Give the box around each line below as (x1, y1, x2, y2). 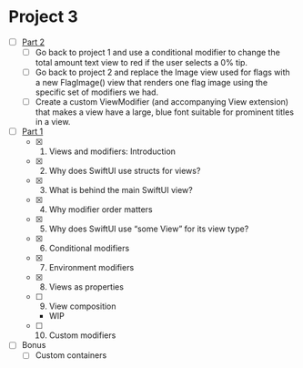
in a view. (35, 117, 71, 128)
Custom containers (35, 350, 107, 361)
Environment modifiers (48, 262, 135, 273)
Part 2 (21, 36, 45, 47)
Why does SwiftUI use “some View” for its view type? (48, 223, 249, 234)
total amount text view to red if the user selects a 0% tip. (35, 57, 247, 68)
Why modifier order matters (48, 204, 153, 215)
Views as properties (48, 281, 125, 292)
